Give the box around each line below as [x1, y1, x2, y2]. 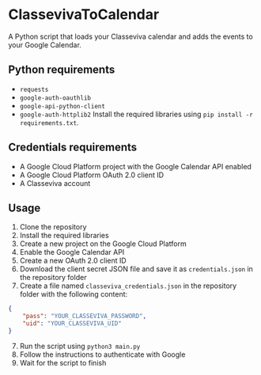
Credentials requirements [8, 141, 138, 154]
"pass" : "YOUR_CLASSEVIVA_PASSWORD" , [22, 312, 147, 320]
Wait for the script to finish [19, 358, 107, 367]
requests [19, 85, 49, 93]
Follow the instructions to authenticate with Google [19, 350, 186, 359]
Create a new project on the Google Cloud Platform [19, 239, 187, 248]
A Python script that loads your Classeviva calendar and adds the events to [8, 32, 253, 41]
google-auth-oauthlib [19, 93, 91, 102]
